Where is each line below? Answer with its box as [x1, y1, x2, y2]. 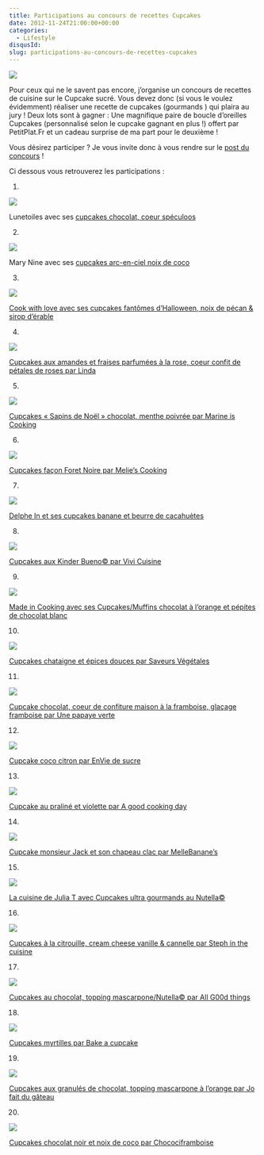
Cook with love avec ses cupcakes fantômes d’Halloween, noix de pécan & [9, 303, 254, 313]
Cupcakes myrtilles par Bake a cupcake [9, 1038, 139, 1047]
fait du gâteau [9, 1092, 55, 1101]
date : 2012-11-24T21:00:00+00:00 [9, 19, 120, 27]
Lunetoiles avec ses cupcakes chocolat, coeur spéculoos [9, 212, 197, 221]
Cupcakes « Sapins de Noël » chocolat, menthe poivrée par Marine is [9, 412, 235, 420]
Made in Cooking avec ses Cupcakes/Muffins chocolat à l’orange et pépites [9, 602, 256, 612]
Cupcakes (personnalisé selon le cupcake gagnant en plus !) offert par [9, 119, 239, 128]
